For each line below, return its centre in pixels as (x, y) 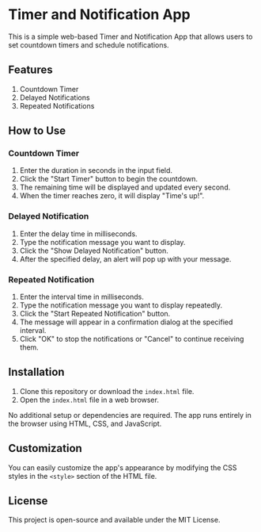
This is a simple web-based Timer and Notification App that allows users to (130, 36)
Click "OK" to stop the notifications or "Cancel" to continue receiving (132, 339)
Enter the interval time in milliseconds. (81, 297)
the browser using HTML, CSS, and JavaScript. (85, 423)
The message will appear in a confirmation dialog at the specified (126, 322)
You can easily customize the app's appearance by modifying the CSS (123, 467)
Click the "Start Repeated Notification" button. (95, 314)
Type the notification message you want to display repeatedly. (121, 305)
